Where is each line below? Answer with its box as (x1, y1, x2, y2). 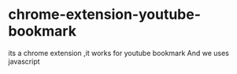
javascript (8, 57, 41, 66)
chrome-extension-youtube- (8, 6, 202, 24)
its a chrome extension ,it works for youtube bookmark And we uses (8, 48, 230, 57)
